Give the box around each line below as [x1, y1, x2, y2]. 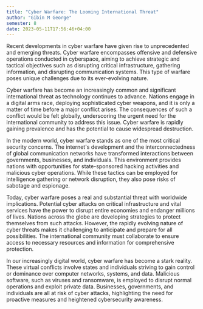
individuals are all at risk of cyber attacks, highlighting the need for [6, 290, 173, 297]
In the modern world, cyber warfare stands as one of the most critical [6, 137, 181, 144]
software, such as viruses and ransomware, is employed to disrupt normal [6, 277, 192, 284]
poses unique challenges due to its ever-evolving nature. [6, 75, 149, 82]
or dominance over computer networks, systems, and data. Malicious [6, 270, 180, 277]
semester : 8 [6, 20, 36, 26]
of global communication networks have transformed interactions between [6, 150, 193, 157]
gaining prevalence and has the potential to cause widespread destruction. [6, 125, 194, 132]
